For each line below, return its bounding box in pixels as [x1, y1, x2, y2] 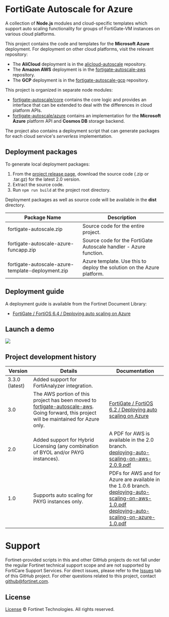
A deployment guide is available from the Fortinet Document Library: [5, 300, 147, 306]
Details [60, 367, 77, 374]
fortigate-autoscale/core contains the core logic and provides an [12, 97, 147, 103]
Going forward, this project [33, 409, 97, 416]
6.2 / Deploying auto [109, 406, 157, 413]
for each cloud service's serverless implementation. [5, 133, 113, 139]
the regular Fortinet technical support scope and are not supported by [5, 562, 150, 568]
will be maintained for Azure [33, 416, 100, 423]
